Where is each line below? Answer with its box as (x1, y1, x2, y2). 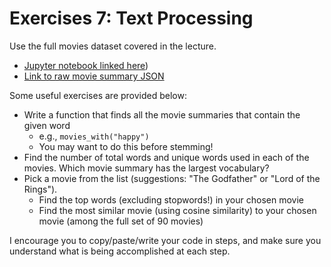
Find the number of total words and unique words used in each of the (23, 151, 310, 163)
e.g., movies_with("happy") (38, 130, 150, 142)
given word (23, 119, 71, 131)
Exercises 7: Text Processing (9, 7, 254, 30)
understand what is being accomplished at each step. (9, 245, 231, 257)
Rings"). (23, 183, 58, 195)
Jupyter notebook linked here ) (23, 59, 149, 71)
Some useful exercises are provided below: (9, 89, 187, 101)
